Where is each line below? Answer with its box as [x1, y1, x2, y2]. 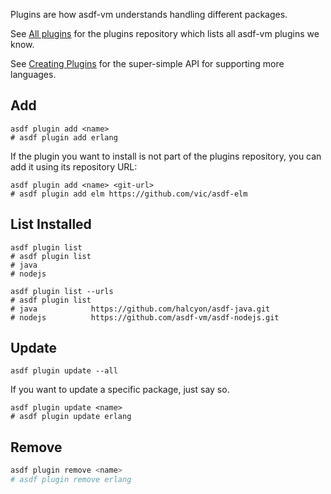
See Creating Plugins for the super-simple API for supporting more [10, 58, 285, 69]
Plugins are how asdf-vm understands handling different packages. [10, 9, 288, 20]
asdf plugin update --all [10, 366, 118, 376]
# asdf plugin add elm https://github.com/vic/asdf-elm [10, 189, 248, 199]
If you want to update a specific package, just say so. [10, 384, 230, 396]
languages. [10, 69, 57, 80]
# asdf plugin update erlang [10, 412, 132, 422]
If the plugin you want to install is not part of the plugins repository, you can [10, 150, 322, 162]
